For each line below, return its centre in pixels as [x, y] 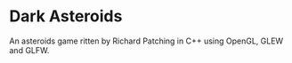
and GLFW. [29, 50]
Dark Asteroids [66, 16]
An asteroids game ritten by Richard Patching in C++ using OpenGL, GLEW [146, 41]
